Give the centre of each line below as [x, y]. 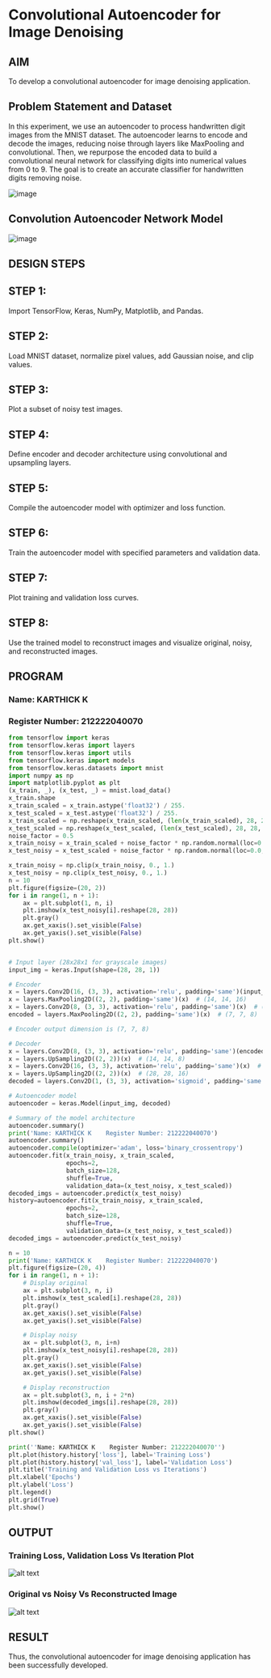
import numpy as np [41, 775]
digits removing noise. [45, 178]
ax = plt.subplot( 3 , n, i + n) [72, 1343]
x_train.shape [32, 799]
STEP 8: [29, 623]
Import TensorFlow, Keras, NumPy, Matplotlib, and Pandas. [106, 311]
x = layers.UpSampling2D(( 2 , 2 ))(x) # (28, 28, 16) [99, 1074]
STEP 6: [29, 533]
